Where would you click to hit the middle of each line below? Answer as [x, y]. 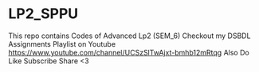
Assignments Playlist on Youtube [62, 44]
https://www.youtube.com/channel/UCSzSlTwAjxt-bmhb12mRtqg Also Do [129, 52]
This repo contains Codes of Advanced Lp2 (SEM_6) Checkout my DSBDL [129, 36]
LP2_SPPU [43, 14]
